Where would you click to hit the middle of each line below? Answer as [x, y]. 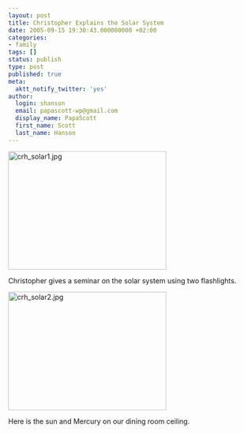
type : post [26, 67]
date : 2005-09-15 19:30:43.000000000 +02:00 [83, 30]
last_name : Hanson [46, 133]
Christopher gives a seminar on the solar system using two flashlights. [122, 280]
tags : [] [23, 52]
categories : [28, 37]
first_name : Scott [46, 125]
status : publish [35, 60]
